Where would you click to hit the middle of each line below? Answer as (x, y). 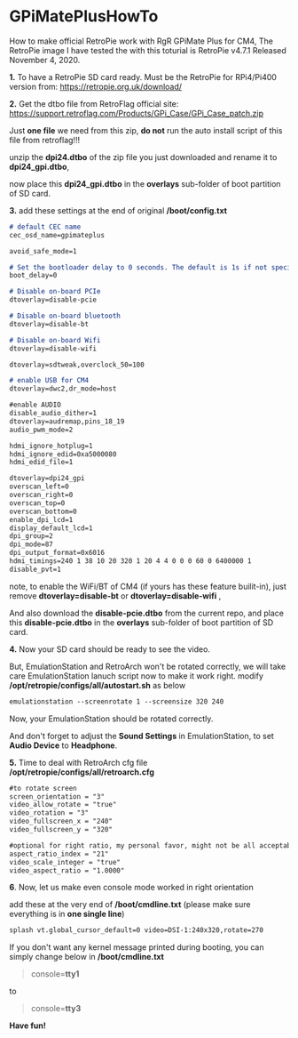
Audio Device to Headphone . (63, 745)
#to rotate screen (43, 788)
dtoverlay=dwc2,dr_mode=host (63, 389)
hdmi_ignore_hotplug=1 (51, 446)
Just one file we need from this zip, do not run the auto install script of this (146, 130)
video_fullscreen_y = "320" (61, 830)
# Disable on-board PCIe (55, 292)
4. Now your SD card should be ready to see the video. (110, 649)
